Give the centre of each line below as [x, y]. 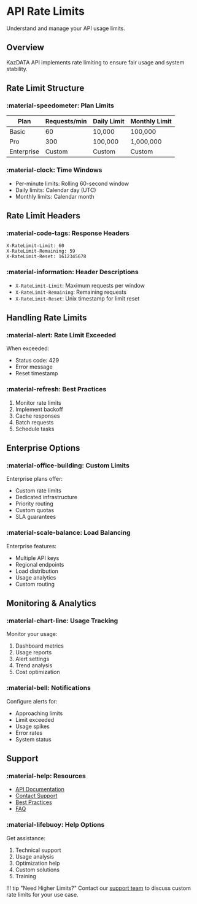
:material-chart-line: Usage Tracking [62, 621]
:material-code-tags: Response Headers [68, 233]
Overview [25, 48]
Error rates [29, 733]
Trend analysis [34, 665]
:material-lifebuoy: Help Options [56, 825]
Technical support [38, 850]
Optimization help [37, 863]
